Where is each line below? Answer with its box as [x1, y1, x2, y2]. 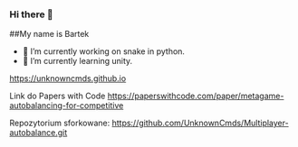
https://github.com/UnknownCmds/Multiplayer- [111, 117, 289, 129]
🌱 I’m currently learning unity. [22, 56, 133, 67]
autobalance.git [9, 127, 68, 138]
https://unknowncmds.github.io [9, 73, 127, 84]
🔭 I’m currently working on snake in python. [22, 46, 186, 57]
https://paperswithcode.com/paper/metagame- [107, 90, 284, 102]
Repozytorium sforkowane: [9, 117, 111, 129]
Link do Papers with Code [9, 90, 106, 102]
